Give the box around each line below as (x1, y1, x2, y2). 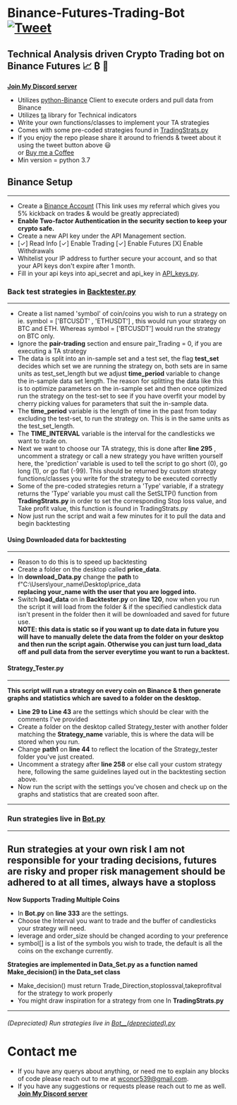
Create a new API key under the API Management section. (17, 231, 187, 240)
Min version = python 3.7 (17, 156, 90, 164)
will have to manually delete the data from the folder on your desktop (17, 633, 224, 641)
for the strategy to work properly (17, 989, 113, 997)
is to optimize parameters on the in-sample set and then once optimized (17, 385, 227, 393)
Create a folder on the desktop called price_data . (17, 565, 162, 574)
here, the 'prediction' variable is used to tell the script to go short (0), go (17, 459, 228, 468)
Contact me (7, 1044, 78, 1060)
